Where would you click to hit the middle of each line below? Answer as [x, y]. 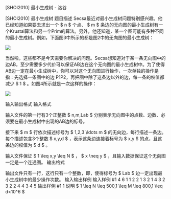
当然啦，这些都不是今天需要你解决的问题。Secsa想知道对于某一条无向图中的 [86, 58]
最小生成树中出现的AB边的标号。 [53, 121]
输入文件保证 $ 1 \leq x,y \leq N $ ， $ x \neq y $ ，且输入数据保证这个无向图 [86, 156]
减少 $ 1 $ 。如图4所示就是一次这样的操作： [51, 84]
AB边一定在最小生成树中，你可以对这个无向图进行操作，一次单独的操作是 [82, 71]
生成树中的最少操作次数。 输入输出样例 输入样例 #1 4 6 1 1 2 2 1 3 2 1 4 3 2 [87, 180]
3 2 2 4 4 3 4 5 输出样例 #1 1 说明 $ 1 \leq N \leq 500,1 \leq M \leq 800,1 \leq [84, 186]
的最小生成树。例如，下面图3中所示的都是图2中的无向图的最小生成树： [80, 38]
